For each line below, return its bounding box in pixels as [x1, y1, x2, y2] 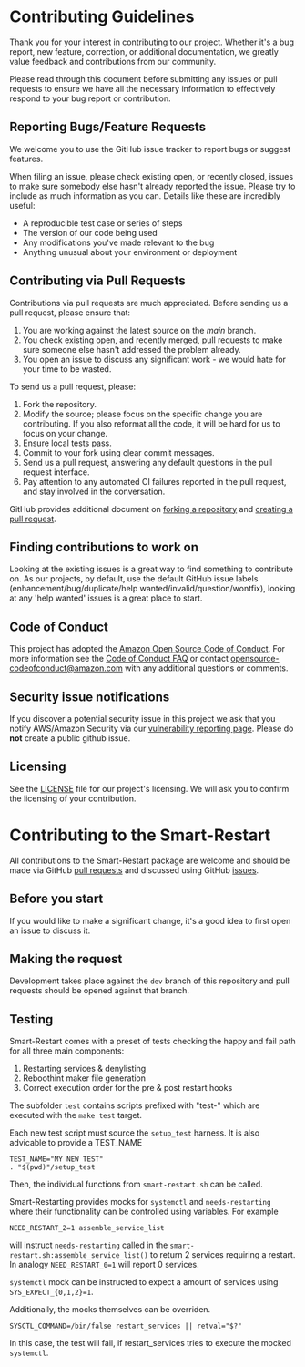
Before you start [9, 891, 104, 907]
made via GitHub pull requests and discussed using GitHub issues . [9, 864, 259, 876]
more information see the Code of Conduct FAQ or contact [9, 653, 229, 664]
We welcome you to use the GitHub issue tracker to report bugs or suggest [9, 143, 291, 154]
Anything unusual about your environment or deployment [22, 246, 238, 257]
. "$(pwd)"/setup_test [9, 1163, 96, 1172]
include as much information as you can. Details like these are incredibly [9, 190, 280, 201]
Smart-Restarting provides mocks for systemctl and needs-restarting [9, 1197, 271, 1208]
